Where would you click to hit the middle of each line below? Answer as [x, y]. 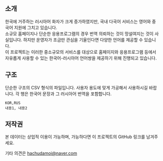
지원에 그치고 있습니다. [36, 27]
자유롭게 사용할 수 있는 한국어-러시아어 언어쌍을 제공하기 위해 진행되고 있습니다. [81, 58]
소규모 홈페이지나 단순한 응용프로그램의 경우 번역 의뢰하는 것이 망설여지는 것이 [79, 34]
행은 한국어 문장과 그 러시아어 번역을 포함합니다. [66, 94]
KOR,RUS [13, 103]
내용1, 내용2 [16, 108]
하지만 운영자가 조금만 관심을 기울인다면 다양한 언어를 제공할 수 [83, 40]
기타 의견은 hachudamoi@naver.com [41, 153]
